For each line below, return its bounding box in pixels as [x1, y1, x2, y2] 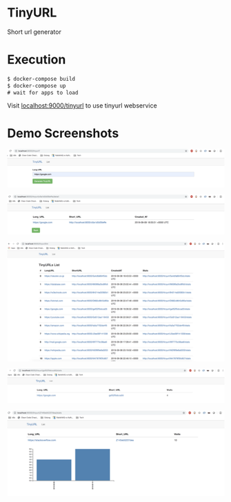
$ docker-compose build [7, 75, 76, 82]
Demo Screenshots [7, 125, 119, 141]
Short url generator [7, 28, 62, 36]
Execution [7, 52, 66, 68]
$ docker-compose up [7, 82, 67, 89]
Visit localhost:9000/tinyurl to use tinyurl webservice [7, 101, 157, 110]
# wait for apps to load [7, 89, 79, 96]
